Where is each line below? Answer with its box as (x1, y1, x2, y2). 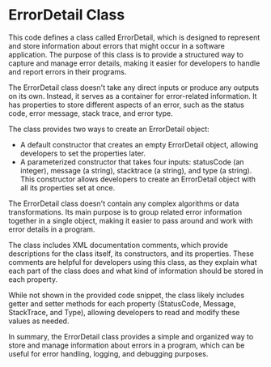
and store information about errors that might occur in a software (8, 41, 225, 50)
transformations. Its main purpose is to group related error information (8, 207, 243, 216)
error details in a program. (8, 224, 95, 234)
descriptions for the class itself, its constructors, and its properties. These (8, 249, 255, 258)
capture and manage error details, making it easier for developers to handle (8, 58, 260, 68)
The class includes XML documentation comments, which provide (8, 240, 229, 250)
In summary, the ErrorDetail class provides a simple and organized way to (8, 331, 254, 341)
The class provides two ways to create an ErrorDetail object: (8, 124, 210, 134)
